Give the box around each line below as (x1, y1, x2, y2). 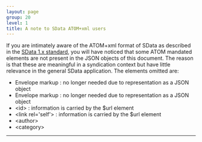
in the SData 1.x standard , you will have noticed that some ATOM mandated (6, 49, 192, 56)
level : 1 (6, 20, 28, 26)
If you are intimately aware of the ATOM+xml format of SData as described (6, 42, 191, 49)
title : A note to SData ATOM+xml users (6, 25, 106, 32)
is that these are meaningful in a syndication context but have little (6, 61, 171, 68)
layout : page (6, 8, 39, 15)
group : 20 (6, 14, 31, 20)
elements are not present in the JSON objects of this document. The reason (6, 55, 194, 62)
